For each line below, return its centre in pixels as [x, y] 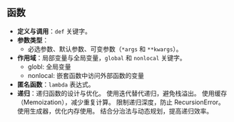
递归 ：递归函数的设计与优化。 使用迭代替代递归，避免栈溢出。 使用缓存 [122, 93]
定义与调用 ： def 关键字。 [54, 31]
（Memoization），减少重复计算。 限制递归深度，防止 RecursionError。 [121, 102]
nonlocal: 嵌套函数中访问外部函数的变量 [86, 75]
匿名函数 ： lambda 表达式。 [56, 84]
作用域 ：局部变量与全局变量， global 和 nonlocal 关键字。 [101, 57]
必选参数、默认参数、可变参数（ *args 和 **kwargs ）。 [105, 49]
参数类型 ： [33, 40]
